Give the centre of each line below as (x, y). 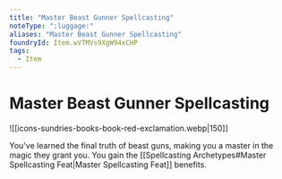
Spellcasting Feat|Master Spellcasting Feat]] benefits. (108, 164)
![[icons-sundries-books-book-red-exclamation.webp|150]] (119, 128)
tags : (19, 51)
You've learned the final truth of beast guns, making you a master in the (141, 145)
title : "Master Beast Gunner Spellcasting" (92, 17)
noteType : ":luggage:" (51, 26)
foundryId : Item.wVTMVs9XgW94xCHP (74, 43)
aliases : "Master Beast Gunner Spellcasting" (95, 34)
